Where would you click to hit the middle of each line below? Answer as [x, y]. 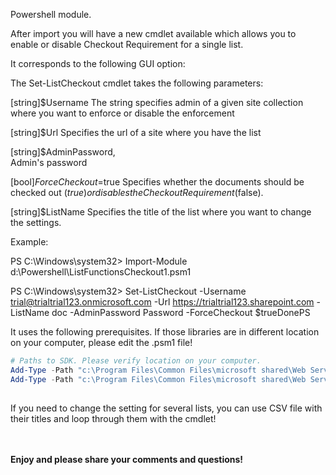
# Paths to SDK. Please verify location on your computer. [136, 361]
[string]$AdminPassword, [63, 152]
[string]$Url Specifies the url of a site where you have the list [136, 132]
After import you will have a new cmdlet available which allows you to [153, 33]
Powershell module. [51, 14]
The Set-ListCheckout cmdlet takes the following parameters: [137, 83]
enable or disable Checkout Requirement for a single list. [127, 44]
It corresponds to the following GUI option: [98, 63]
